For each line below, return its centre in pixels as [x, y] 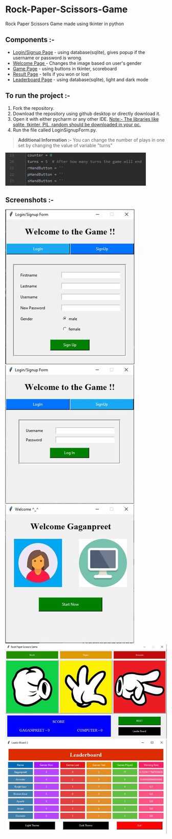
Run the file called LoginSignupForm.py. [55, 130]
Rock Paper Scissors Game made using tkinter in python [65, 24]
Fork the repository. [34, 108]
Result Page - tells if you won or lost [51, 74]
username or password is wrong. [48, 58]
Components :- [30, 40]
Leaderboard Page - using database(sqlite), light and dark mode [80, 79]
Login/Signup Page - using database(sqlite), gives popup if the [79, 52]
